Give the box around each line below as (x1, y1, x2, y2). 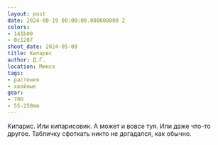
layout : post (7, 10, 46, 18)
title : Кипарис (7, 50, 53, 57)
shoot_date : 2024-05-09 (7, 43, 78, 50)
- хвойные (7, 83, 37, 90)
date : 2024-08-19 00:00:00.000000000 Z (7, 17, 126, 24)
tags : (7, 69, 23, 76)
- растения (7, 76, 40, 83)
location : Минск (7, 63, 55, 70)
